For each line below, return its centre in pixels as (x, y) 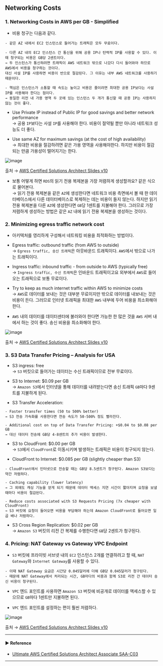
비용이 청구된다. (24, 581)
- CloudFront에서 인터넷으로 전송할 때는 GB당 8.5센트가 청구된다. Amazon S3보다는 (80, 469)
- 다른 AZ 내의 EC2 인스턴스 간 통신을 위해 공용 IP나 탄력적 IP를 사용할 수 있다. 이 (81, 52)
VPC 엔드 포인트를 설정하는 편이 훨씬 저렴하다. (55, 607)
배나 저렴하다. (23, 516)
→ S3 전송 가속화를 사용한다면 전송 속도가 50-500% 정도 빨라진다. (63, 417)
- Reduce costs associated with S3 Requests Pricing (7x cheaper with (78, 502)
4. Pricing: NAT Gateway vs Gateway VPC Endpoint (66, 544)
